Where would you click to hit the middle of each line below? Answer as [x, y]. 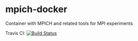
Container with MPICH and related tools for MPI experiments [69, 23]
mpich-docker [36, 9]
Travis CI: [15, 33]
